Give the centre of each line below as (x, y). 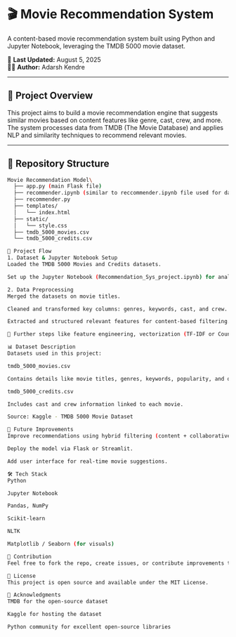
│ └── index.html (42, 212)
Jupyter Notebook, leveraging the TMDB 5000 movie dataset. (97, 46)
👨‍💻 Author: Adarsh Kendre (46, 67)
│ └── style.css (41, 225)
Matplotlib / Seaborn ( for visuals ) (61, 544)
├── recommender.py (42, 199)
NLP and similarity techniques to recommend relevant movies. (97, 135)
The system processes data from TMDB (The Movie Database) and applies (115, 127)
